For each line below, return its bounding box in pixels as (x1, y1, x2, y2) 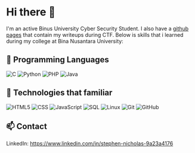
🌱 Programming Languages (6, 55, 109, 65)
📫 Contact (6, 121, 48, 131)
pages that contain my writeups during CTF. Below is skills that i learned (6, 31, 184, 38)
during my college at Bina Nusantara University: (6, 37, 123, 44)
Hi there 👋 (6, 5, 55, 19)
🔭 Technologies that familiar (6, 88, 113, 98)
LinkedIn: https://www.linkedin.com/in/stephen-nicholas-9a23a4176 (6, 140, 174, 147)
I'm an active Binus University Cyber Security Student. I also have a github (6, 25, 189, 32)
